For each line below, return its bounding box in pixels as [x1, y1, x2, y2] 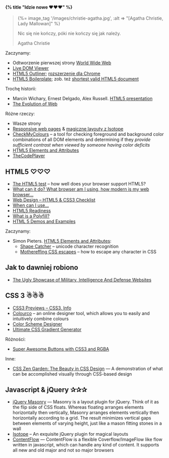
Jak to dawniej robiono [5, 263, 78, 272]
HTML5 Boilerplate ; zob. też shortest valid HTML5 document [12, 76, 139, 82]
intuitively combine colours [12, 315, 69, 322]
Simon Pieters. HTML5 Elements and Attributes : [12, 238, 112, 244]
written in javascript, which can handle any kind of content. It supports [12, 442, 159, 448]
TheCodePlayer [12, 153, 45, 159]
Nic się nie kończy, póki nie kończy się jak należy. [17, 30, 121, 36]
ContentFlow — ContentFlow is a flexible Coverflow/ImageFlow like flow [12, 436, 162, 442]
